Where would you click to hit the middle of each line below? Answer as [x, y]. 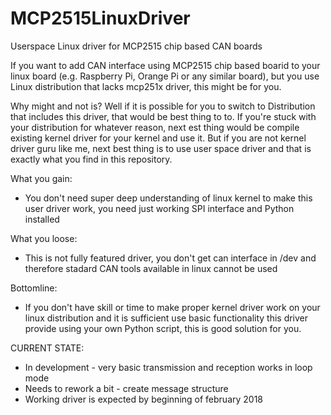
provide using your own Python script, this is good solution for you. [163, 328]
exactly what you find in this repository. [91, 159]
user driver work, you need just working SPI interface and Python [159, 208]
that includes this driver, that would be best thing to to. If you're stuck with [163, 116]
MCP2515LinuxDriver [100, 18]
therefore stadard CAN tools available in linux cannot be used [151, 268]
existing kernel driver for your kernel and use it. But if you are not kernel [158, 138]
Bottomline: [34, 288]
